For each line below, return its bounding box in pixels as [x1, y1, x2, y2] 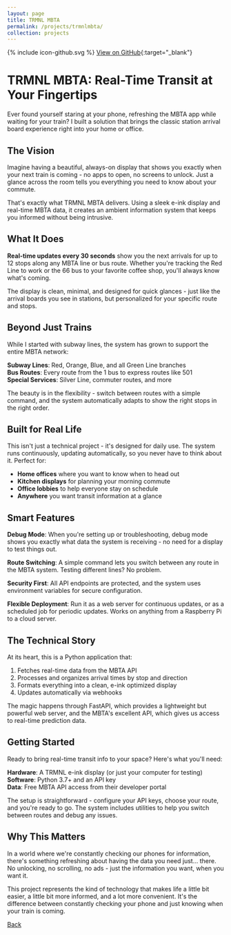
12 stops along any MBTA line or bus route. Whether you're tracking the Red [7, 258, 223, 267]
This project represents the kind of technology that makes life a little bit [7, 885, 210, 893]
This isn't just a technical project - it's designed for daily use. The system [7, 442, 216, 450]
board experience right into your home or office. [7, 125, 144, 133]
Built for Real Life [7, 424, 82, 435]
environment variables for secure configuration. [7, 587, 143, 595]
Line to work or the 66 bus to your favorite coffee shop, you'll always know [7, 266, 220, 274]
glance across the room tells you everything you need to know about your [7, 178, 217, 186]
